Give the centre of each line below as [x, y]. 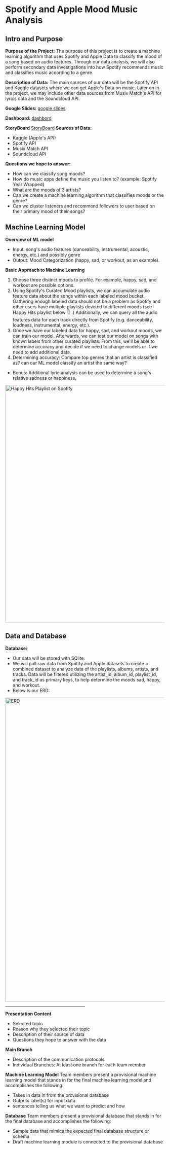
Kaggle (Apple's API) [34, 138]
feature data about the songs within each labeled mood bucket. [79, 296]
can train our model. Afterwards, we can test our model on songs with [85, 336]
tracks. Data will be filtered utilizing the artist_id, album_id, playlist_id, [85, 674]
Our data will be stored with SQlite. [49, 658]
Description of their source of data [49, 1034]
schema [21, 1136]
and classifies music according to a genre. [49, 73]
